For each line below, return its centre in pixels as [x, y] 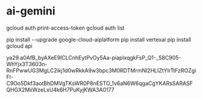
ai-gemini [31, 11]
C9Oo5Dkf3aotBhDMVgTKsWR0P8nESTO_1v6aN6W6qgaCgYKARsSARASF [99, 83]
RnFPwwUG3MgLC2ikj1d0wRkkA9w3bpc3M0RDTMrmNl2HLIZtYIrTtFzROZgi [101, 70]
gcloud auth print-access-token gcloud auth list [65, 28]
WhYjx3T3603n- [27, 64]
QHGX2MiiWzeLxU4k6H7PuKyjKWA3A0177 [60, 89]
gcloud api [19, 46]
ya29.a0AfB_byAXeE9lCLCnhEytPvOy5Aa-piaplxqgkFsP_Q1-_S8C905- [94, 57]
